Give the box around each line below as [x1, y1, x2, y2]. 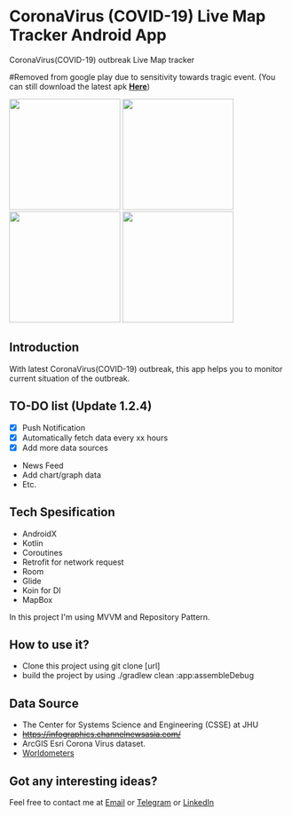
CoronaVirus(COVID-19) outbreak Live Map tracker [9, 54, 195, 65]
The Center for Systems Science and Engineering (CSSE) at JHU [21, 719, 259, 730]
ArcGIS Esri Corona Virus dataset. [21, 739, 146, 749]
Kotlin [21, 537, 43, 548]
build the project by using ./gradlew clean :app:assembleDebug [21, 670, 255, 681]
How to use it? [9, 637, 90, 652]
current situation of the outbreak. [9, 373, 130, 384]
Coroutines [21, 547, 63, 558]
